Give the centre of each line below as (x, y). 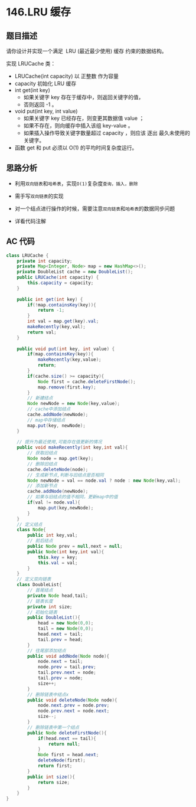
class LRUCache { (27, 255)
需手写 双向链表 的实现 (39, 196)
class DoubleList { (39, 585)
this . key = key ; (58, 557)
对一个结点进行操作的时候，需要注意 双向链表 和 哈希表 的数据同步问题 (95, 208)
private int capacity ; (45, 261)
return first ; (55, 766)
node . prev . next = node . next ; (73, 711)
